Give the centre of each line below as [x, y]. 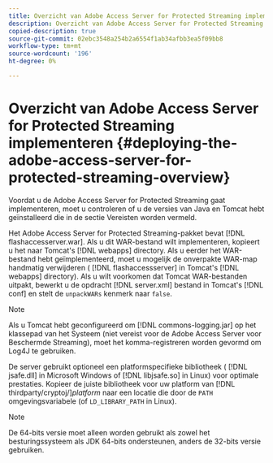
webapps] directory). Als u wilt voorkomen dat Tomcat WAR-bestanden [128, 276]
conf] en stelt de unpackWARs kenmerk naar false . [90, 293]
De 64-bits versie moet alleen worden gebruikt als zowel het [109, 432]
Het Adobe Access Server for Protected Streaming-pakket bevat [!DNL [127, 233]
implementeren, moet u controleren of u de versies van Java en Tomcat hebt [136, 209]
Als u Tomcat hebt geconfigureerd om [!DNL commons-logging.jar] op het [132, 325]
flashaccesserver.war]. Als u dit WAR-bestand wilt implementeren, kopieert [134, 241]
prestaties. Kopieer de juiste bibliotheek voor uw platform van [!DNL [122, 383]
